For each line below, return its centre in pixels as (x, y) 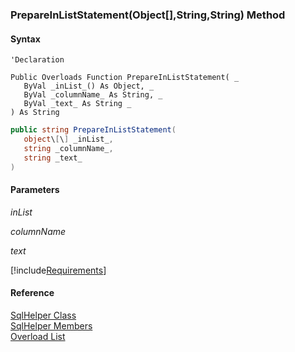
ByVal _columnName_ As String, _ (93, 95)
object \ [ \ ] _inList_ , (68, 139)
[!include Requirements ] (58, 270)
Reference (32, 293)
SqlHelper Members (51, 325)
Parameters (35, 190)
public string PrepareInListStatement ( (93, 130)
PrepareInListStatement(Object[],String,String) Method (148, 15)
